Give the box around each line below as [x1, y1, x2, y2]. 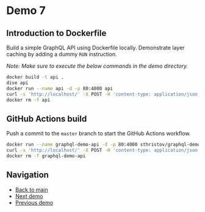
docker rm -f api [6, 97, 51, 103]
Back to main [15, 186, 48, 193]
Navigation [6, 170, 49, 180]
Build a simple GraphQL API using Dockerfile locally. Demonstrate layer [6, 44, 185, 51]
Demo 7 [6, 4, 46, 18]
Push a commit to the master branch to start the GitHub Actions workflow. [6, 130, 191, 137]
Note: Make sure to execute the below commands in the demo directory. [6, 62, 189, 69]
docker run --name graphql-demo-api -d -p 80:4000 [6, 141, 138, 148]
